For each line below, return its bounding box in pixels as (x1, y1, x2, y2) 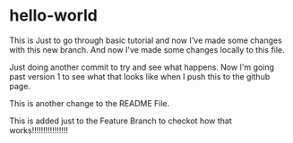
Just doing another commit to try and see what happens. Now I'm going (9, 62, 275, 72)
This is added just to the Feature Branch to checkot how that (9, 115, 232, 126)
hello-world (9, 5, 99, 26)
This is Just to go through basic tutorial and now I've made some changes (9, 35, 282, 46)
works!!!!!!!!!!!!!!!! (9, 124, 69, 135)
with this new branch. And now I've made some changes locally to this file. (9, 44, 285, 55)
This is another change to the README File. (9, 97, 170, 108)
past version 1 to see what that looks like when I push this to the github (9, 71, 271, 81)
